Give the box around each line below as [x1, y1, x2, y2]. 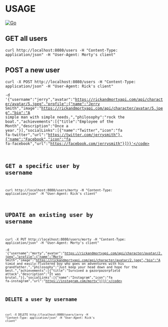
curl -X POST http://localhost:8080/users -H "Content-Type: [5, 79, 136, 84]
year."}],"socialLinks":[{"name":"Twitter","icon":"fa [5, 128, 123, 133]
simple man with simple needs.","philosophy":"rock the [5, 115, 125, 120]
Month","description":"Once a [5, 123, 69, 129]
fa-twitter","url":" [5, 132, 49, 137]
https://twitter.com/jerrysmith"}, [48, 132, 123, 137]
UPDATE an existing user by [5, 211, 94, 219]
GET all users [5, 34, 48, 43]
